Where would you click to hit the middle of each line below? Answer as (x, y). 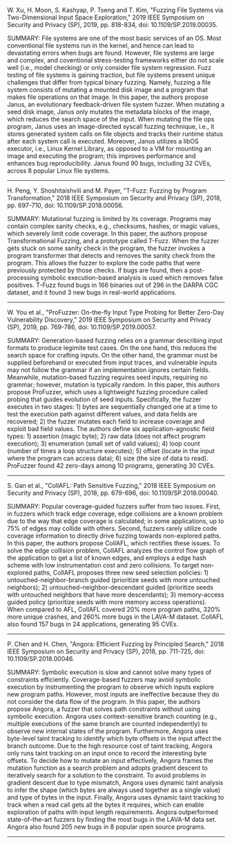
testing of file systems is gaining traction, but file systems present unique (111, 75)
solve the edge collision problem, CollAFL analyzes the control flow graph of (116, 551)
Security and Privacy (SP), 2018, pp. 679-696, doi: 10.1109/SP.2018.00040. (113, 493)
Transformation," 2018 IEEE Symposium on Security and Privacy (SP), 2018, (115, 198)
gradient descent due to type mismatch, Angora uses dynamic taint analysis (115, 783)
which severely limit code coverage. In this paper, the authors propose (107, 234)
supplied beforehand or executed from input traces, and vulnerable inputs (112, 362)
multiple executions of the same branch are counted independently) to (107, 724)
